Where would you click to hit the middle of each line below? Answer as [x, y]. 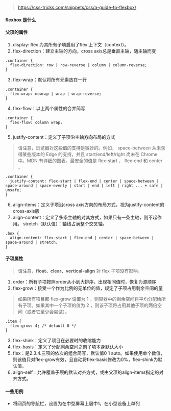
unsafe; [14, 190]
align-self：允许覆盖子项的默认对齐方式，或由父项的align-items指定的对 [88, 372]
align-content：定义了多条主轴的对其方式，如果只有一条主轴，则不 [83, 217]
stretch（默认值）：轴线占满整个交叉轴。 [65, 223]
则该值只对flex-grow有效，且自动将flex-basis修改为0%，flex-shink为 [85, 359]
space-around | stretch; [32, 242]
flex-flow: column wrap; [36, 122]
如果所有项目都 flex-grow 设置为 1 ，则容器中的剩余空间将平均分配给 [90, 299]
